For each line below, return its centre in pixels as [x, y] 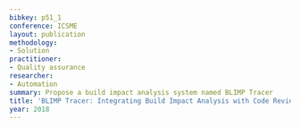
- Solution [29, 51]
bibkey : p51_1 [36, 17]
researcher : [31, 76]
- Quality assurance [48, 68]
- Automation [33, 84]
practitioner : [36, 59]
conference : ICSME [43, 26]
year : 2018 [29, 109]
